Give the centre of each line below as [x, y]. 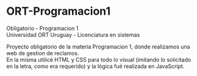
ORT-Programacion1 [59, 11]
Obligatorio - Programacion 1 [42, 28]
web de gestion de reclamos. [43, 53]
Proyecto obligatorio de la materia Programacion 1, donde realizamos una [98, 47]
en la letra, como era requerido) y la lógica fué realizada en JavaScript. [95, 66]
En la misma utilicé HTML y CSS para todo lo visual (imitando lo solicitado [99, 59]
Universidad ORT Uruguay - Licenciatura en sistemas [73, 34]
